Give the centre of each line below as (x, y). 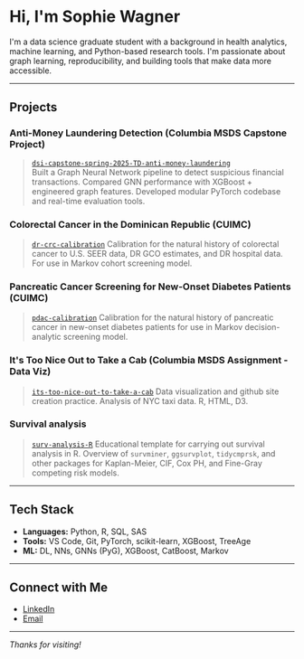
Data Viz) (30, 372)
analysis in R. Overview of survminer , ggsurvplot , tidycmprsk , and (153, 453)
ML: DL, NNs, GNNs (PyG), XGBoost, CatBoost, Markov (125, 551)
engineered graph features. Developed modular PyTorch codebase (156, 191)
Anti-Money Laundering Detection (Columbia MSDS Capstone (148, 133)
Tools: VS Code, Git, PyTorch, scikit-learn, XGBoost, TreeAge (137, 541)
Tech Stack (42, 509)
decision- (262, 327)
